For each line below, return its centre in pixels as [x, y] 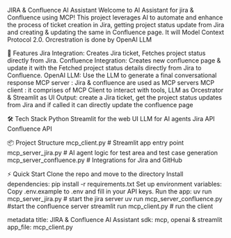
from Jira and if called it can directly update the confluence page [100, 105]
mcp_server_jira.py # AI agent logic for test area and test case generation [112, 153]
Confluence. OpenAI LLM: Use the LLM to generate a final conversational [112, 75]
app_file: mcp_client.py [40, 227]
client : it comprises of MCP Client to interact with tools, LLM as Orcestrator [115, 90]
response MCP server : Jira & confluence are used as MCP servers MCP [111, 82]
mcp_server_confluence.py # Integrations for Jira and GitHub [95, 160]
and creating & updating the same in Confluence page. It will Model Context [116, 32]
